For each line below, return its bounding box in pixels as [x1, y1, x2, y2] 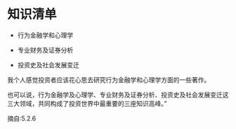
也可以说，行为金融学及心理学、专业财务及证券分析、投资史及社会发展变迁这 [7, 90, 229, 99]
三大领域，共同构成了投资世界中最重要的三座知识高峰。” [7, 99, 167, 107]
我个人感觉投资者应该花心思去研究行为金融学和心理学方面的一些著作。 [7, 75, 211, 84]
